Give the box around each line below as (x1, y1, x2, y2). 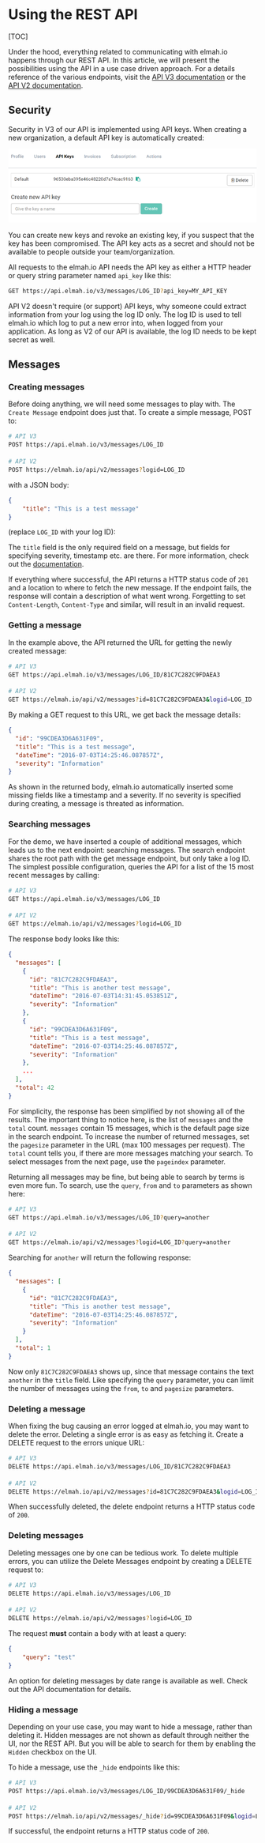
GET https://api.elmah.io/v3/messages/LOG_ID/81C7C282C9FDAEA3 (8, 670, 221, 679)
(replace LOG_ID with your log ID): (8, 527, 116, 537)
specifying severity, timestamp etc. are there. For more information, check (8, 551, 249, 560)
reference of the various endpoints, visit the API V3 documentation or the (8, 72, 246, 81)
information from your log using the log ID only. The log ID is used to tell (8, 310, 242, 319)
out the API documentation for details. (8, 1684, 132, 1694)
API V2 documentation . (8, 81, 84, 90)
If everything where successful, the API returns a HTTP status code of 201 (8, 575, 249, 584)
